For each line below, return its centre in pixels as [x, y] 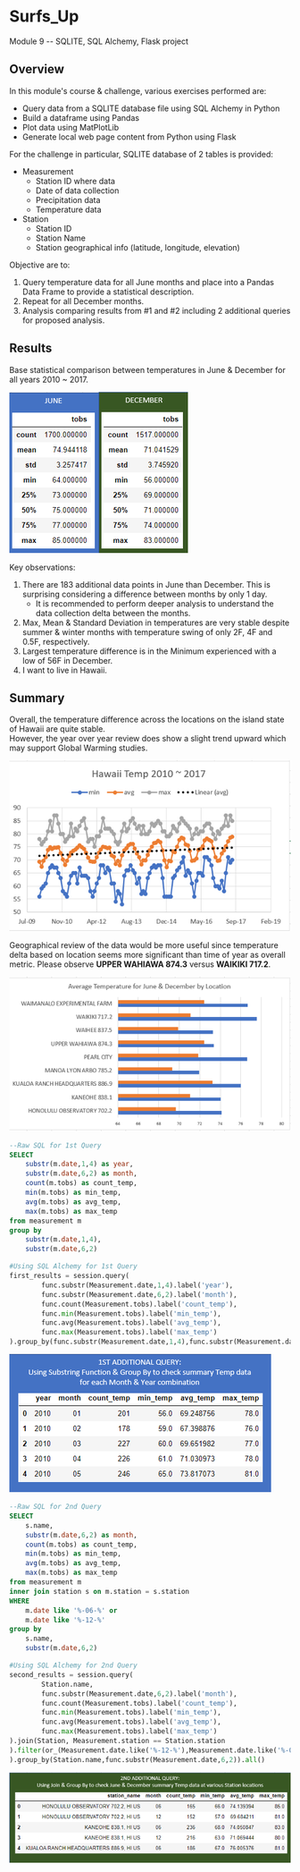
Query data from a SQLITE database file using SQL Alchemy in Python [151, 108]
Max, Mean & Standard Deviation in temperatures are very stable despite [156, 623]
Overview [37, 69]
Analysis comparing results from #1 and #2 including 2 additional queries [156, 310]
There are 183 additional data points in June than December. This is [146, 584]
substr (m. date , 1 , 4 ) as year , [79, 1165]
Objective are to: [40, 265]
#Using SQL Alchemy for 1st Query [74, 1266]
